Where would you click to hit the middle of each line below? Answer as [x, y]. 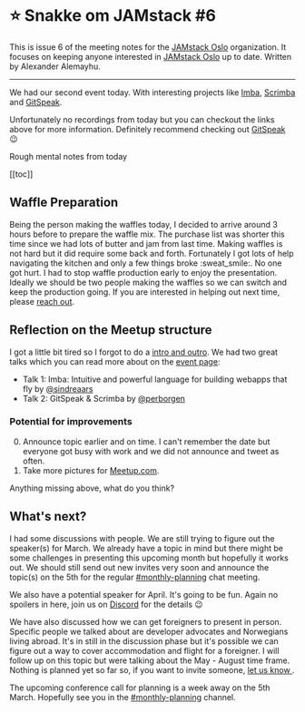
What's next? [48, 517]
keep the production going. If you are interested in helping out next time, [145, 292]
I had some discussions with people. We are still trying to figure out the [142, 538]
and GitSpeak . [36, 102]
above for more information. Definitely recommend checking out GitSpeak [148, 129]
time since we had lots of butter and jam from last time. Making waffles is [146, 243]
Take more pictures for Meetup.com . [91, 470]
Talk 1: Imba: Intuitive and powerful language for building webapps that [155, 379]
